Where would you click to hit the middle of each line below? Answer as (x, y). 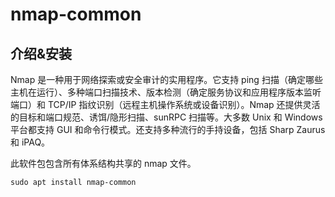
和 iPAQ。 (30, 142)
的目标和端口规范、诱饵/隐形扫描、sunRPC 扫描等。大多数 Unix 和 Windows (166, 117)
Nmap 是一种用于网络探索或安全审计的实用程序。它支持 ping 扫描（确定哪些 (166, 79)
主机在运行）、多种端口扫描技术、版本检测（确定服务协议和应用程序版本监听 (166, 92)
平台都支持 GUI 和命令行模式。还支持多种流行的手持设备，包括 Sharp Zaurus (168, 129)
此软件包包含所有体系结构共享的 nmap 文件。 (103, 163)
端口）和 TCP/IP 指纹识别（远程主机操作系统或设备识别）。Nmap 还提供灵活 (165, 104)
